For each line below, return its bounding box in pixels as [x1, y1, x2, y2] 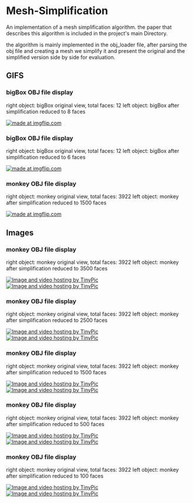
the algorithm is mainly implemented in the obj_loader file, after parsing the [6, 41, 187, 48]
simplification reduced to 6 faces [6, 153, 86, 160]
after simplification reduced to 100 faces [6, 472, 104, 479]
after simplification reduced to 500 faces [6, 420, 104, 427]
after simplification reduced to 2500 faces [6, 317, 108, 324]
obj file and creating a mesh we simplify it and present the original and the [6, 47, 185, 54]
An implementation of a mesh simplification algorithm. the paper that [6, 24, 172, 31]
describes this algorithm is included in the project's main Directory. [6, 29, 168, 36]
